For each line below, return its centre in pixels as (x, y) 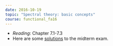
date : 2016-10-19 (23, 10)
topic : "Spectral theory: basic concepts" (50, 14)
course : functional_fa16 (31, 19)
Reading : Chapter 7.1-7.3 (37, 33)
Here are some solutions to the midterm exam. (61, 38)
